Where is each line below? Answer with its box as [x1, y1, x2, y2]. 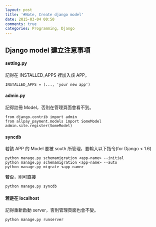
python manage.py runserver [5, 217, 64, 222]
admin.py [5, 92, 25, 98]
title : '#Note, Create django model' [5, 12, 84, 17]
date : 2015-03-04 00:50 [5, 17, 55, 22]
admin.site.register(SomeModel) [5, 123, 72, 128]
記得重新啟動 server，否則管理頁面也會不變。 [5, 207, 99, 213]
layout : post [5, 7, 32, 13]
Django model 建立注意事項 [5, 46, 90, 54]
